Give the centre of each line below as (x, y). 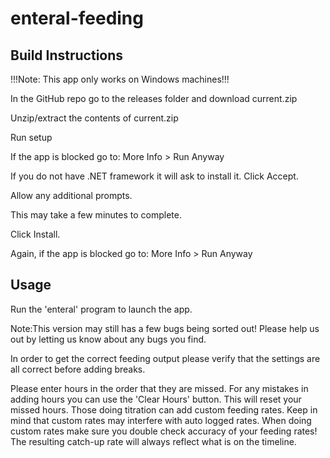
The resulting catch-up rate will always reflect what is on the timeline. (153, 441)
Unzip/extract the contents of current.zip (94, 118)
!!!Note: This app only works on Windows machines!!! (120, 79)
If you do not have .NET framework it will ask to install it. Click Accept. (154, 176)
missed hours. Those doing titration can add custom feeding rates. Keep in (164, 409)
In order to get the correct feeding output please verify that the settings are (165, 358)
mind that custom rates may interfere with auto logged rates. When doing (161, 420)
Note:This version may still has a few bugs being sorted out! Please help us (165, 328)
